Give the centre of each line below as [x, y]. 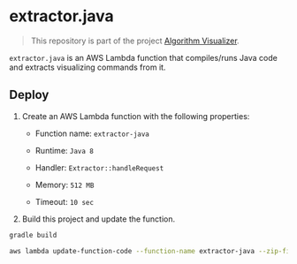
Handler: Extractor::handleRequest [99, 167]
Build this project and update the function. [99, 219]
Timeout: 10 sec [65, 201]
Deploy [29, 95]
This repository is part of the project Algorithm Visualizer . [135, 41]
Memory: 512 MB [65, 185]
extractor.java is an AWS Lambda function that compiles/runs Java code [144, 57]
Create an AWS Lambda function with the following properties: [136, 116]
